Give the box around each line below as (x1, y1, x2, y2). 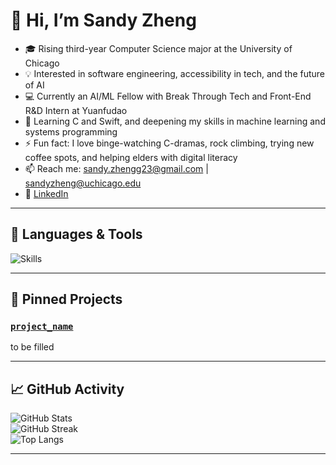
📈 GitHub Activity (10, 380, 125, 398)
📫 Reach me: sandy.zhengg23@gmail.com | (24, 162, 209, 174)
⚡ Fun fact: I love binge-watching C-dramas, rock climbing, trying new (24, 137, 315, 149)
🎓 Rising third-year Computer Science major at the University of (24, 42, 293, 54)
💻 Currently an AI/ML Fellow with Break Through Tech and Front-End (24, 90, 312, 102)
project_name (10, 321, 74, 333)
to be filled (10, 341, 55, 353)
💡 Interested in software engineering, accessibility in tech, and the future (24, 67, 326, 79)
